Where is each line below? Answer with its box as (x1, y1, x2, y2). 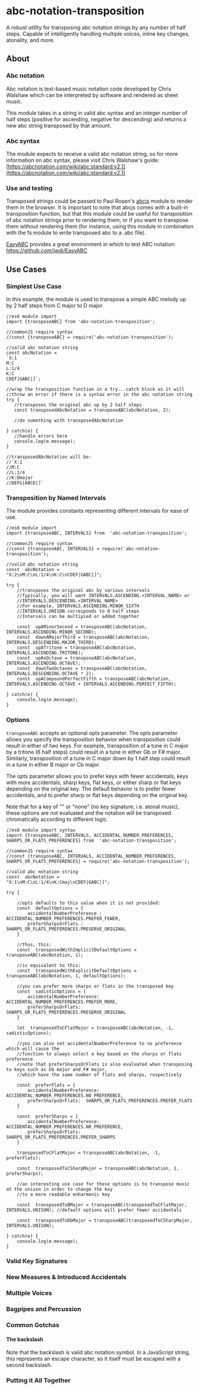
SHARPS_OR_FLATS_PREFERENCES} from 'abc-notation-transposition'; (6, 837, 177, 843)
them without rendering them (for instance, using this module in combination (6, 223, 194, 230)
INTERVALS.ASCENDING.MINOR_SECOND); (6, 629, 97, 635)
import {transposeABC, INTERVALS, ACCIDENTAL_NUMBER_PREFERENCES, (6, 832, 174, 838)
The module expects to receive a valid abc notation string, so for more (6, 150, 178, 157)
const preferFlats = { (17, 1082, 76, 1088)
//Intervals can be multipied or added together (17, 614, 140, 620)
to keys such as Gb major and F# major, (6, 1066, 108, 1072)
